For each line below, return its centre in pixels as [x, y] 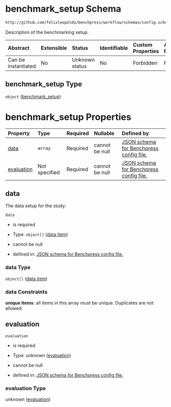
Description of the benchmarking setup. [47, 32]
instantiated [22, 66]
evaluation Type [26, 388]
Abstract [19, 48]
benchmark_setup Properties [68, 117]
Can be [17, 60]
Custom [143, 45]
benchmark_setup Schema [63, 9]
